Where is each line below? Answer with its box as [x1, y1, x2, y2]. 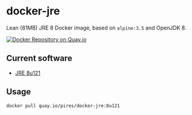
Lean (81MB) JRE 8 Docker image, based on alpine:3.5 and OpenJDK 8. [6, 24, 187, 31]
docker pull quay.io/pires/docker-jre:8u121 [6, 102, 120, 109]
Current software [6, 53, 72, 64]
